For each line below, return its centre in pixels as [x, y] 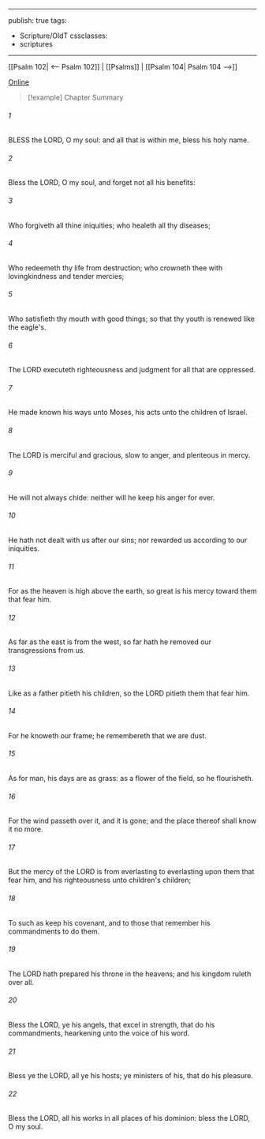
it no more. [26, 829]
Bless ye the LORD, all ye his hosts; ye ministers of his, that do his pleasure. [131, 1076]
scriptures [36, 44]
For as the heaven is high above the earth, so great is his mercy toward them [132, 591]
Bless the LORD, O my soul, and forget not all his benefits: [102, 183]
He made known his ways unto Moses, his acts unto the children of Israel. [128, 413]
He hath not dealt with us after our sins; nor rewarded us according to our [128, 540]
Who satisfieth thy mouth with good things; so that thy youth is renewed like [131, 319]
